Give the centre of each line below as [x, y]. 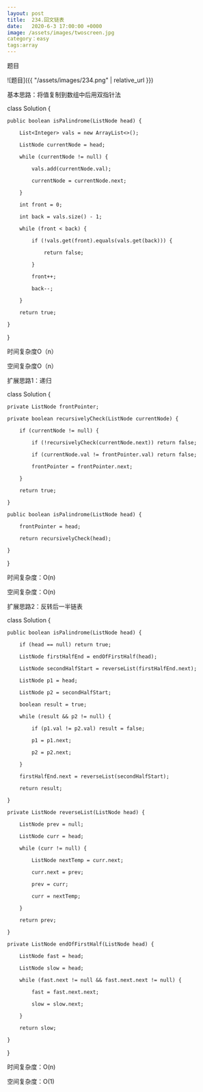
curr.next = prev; [58, 872]
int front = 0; [41, 205]
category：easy [28, 39]
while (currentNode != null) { [64, 157]
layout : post [26, 13]
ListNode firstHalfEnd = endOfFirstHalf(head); [88, 657]
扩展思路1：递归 [29, 380]
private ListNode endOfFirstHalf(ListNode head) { [81, 944]
